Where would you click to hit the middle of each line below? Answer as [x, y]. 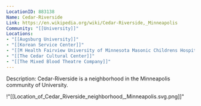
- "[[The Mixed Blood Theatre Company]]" [59, 61]
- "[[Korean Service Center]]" [45, 45]
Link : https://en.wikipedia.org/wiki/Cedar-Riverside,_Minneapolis [92, 23]
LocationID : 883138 [31, 12]
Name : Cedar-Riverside [34, 17]
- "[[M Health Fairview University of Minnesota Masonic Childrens [92, 51]
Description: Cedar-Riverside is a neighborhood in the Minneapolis [88, 79]
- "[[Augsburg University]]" [42, 39]
